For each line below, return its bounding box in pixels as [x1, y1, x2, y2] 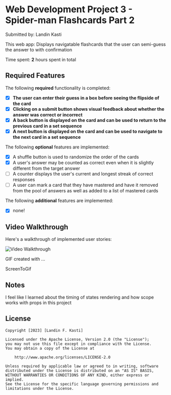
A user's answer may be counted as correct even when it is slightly [12, 160, 154, 166]
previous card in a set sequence [12, 122, 82, 129]
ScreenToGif [5, 266, 32, 272]
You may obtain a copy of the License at [5, 345, 95, 351]
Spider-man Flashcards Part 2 [5, 14, 135, 26]
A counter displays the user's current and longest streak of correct [12, 171, 153, 177]
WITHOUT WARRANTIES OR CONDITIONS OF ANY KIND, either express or [5, 373, 150, 378]
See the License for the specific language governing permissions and [5, 381, 159, 386]
